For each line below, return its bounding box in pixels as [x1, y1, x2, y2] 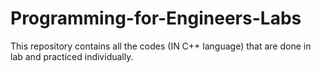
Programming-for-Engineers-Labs [10, 7, 302, 30]
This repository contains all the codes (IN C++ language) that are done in [10, 40, 312, 52]
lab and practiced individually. [10, 50, 134, 62]
